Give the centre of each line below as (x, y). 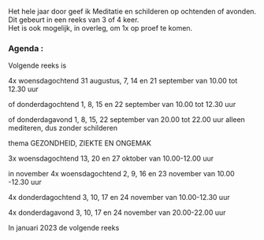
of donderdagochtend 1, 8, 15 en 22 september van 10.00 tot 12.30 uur (122, 105)
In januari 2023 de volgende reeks (64, 228)
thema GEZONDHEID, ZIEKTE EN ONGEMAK (80, 143)
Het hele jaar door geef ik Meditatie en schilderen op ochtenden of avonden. (132, 11)
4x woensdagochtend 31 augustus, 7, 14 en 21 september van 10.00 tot (123, 81)
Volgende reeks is (37, 65)
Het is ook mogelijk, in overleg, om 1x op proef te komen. (100, 28)
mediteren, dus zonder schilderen (63, 128)
